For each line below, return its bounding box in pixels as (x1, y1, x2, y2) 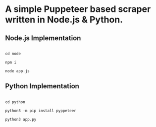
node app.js (5, 68, 30, 73)
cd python (5, 99, 26, 105)
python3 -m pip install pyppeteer (5, 108, 77, 113)
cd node (5, 51, 21, 56)
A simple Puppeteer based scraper (5, 3, 151, 15)
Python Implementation (5, 82, 79, 90)
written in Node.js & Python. (5, 14, 123, 25)
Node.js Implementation (5, 34, 81, 42)
